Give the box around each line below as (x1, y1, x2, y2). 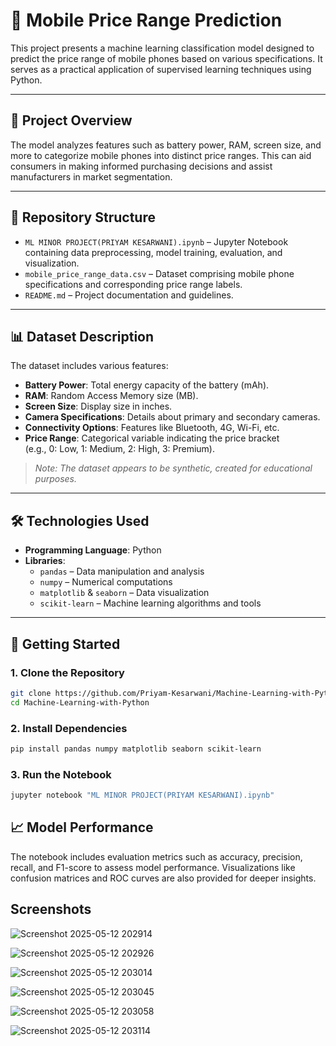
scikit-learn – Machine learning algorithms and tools (39, 597, 262, 609)
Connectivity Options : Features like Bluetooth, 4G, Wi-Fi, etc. (24, 422, 280, 434)
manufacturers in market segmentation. (10, 170, 173, 183)
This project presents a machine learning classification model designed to (10, 42, 315, 54)
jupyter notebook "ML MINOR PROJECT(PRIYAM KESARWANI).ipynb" (10, 790, 275, 801)
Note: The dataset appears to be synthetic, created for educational (34, 462, 313, 474)
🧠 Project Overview (10, 112, 133, 129)
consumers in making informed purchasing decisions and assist (10, 160, 273, 172)
